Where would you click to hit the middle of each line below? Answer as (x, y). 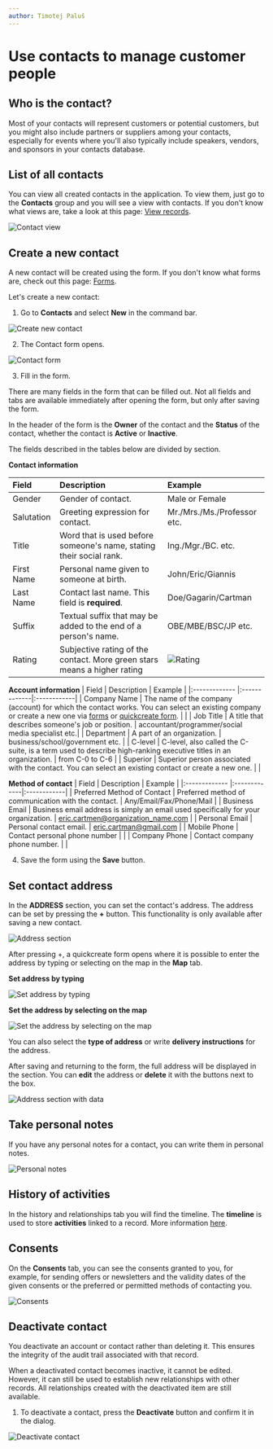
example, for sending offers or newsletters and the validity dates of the (127, 1276)
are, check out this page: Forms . (63, 281)
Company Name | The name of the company (158, 699)
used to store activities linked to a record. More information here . (118, 1223)
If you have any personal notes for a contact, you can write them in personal (136, 1144)
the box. (22, 1083)
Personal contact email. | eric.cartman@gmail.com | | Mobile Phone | (123, 827)
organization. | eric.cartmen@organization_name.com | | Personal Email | (131, 819)
